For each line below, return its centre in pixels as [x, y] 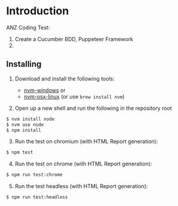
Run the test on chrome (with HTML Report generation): [83, 164]
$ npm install [24, 130]
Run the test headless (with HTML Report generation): [81, 186]
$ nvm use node [25, 124]
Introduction [38, 11]
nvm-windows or [44, 90]
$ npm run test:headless [37, 197]
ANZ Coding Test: [28, 27]
